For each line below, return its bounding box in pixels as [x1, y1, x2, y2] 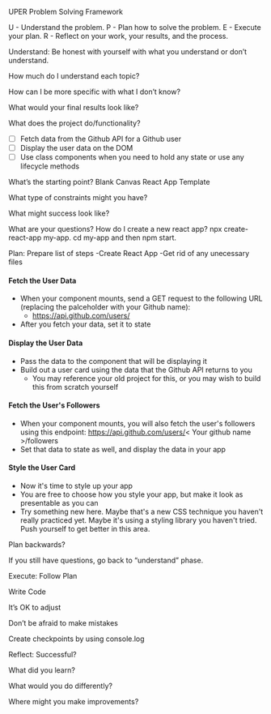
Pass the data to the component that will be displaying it [19, 356, 208, 366]
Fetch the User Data [8, 276, 77, 285]
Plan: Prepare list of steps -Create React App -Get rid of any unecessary [8, 249, 249, 259]
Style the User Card [8, 463, 76, 472]
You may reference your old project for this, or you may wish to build [32, 373, 261, 383]
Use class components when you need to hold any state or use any [19, 152, 244, 162]
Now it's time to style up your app [19, 481, 133, 490]
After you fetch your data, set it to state [19, 319, 151, 329]
